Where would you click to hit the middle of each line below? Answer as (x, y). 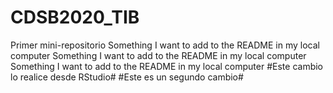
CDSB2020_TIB (75, 17)
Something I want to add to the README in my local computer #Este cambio (167, 66)
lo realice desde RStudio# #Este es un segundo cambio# (127, 77)
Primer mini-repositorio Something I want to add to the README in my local (165, 45)
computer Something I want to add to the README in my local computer (158, 55)
